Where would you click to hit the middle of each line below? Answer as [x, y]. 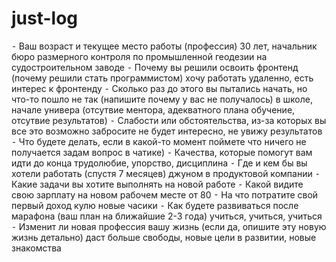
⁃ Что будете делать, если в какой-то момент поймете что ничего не [159, 141]
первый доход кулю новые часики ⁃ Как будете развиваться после [155, 205]
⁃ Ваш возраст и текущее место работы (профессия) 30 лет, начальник [164, 46]
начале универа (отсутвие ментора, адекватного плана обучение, [153, 109]
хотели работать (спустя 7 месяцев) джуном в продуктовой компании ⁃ [166, 173]
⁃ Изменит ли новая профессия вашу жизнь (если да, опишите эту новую [169, 226]
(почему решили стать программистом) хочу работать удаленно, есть [162, 78]
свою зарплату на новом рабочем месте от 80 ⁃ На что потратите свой [165, 194]
